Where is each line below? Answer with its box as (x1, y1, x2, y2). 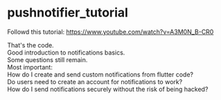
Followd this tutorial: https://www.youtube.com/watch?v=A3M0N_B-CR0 (7, 28, 214, 36)
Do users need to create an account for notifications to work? (7, 77, 183, 86)
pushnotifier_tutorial (7, 5, 128, 21)
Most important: (7, 63, 53, 71)
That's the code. (7, 41, 54, 49)
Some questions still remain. (7, 55, 88, 63)
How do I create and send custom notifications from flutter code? (7, 70, 194, 79)
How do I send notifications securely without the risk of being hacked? (7, 85, 209, 93)
